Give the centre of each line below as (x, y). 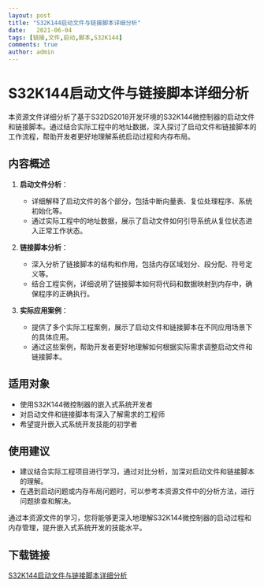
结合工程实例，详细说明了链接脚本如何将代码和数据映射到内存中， (138, 284)
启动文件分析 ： (44, 184)
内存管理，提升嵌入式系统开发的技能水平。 (77, 528)
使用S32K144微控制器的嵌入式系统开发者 (86, 404)
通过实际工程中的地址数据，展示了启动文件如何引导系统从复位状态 (138, 221)
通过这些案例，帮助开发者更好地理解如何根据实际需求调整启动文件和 (142, 347)
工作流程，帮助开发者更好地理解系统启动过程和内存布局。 (101, 136)
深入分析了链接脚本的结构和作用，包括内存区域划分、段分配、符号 (138, 264)
